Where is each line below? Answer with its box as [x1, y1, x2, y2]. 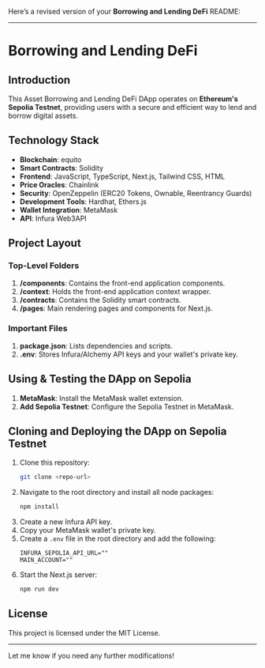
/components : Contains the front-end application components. [19, 278, 226, 288]
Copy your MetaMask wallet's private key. [19, 526, 156, 535]
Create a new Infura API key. [19, 517, 113, 526]
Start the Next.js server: [19, 570, 97, 579]
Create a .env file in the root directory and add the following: [19, 534, 216, 544]
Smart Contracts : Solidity [19, 163, 104, 172]
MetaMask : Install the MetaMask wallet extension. [19, 393, 184, 402]
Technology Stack [8, 134, 99, 147]
